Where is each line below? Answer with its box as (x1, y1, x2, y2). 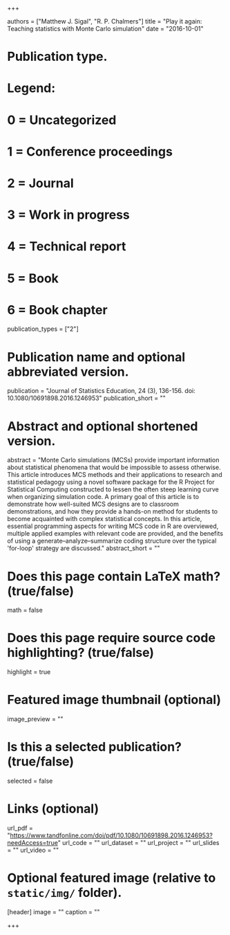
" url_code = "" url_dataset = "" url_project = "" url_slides (57, 839, 220, 846)
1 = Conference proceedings (7, 143, 173, 159)
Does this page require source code (7, 630, 216, 646)
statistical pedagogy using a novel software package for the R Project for (7, 478, 215, 487)
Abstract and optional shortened (7, 418, 198, 434)
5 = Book (7, 271, 59, 286)
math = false (7, 606, 43, 615)
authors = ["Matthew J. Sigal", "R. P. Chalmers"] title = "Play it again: (7, 17, 202, 25)
